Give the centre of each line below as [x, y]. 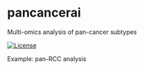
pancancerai [44, 13]
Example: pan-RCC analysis [47, 59]
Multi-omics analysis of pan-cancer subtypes [72, 32]
